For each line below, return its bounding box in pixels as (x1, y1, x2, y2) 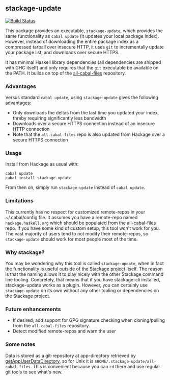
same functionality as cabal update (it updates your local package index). (5, 33, 159, 39)
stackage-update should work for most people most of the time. (5, 236, 138, 242)
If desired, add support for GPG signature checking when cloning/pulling (12, 317, 165, 323)
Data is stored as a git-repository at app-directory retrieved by (5, 352, 136, 359)
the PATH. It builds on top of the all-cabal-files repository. (5, 70, 126, 76)
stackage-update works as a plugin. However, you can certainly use (5, 282, 148, 288)
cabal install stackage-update (5, 176, 72, 181)
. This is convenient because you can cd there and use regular (30, 363, 160, 369)
